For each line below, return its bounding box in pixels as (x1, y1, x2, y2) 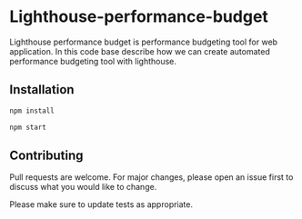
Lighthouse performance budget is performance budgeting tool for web (9, 36, 278, 47)
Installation (9, 82, 75, 97)
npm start (9, 123, 47, 132)
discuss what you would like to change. (9, 182, 157, 193)
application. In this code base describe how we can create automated (9, 45, 270, 56)
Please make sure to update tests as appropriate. (9, 199, 194, 210)
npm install (9, 106, 55, 115)
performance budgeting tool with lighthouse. (9, 55, 177, 66)
